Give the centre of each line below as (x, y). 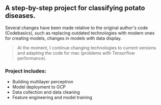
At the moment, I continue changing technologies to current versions (86, 48)
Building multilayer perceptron (43, 82)
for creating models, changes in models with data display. (63, 38)
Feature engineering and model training (52, 98)
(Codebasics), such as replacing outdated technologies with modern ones (80, 33)
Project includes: (26, 71)
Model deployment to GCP (39, 87)
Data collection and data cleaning (46, 92)
